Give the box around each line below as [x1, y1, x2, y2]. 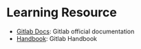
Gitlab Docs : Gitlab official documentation [16, 27, 135, 35]
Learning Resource [6, 5, 118, 20]
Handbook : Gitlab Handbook [16, 34, 98, 42]
